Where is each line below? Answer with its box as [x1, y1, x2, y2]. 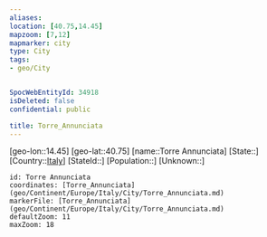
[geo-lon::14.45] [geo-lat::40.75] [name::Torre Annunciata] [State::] [9, 146, 260, 156]
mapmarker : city [9, 38, 71, 48]
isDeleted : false [9, 96, 75, 105]
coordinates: [9, 181, 59, 190]
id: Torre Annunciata [9, 173, 91, 182]
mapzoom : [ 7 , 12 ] [9, 30, 71, 39]
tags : [9, 55, 30, 64]
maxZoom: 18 [9, 221, 54, 230]
